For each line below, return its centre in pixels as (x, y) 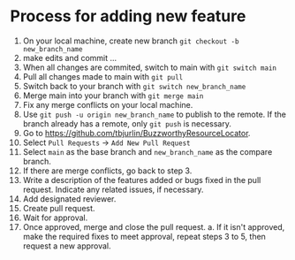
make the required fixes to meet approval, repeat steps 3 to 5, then (144, 236)
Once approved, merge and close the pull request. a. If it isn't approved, (154, 226)
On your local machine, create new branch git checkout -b (131, 41)
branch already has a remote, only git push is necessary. (127, 123)
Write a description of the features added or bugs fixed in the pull (142, 180)
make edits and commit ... (70, 57)
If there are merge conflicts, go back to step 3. (107, 171)
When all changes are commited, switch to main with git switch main (150, 67)
